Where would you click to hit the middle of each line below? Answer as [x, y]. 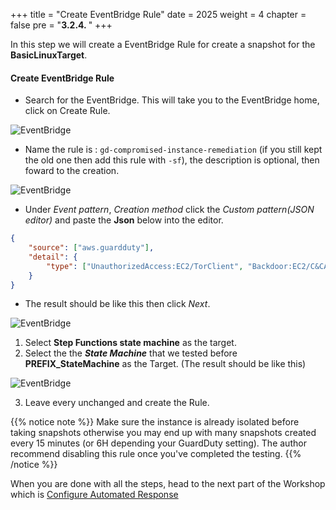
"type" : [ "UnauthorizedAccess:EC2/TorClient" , [145, 266]
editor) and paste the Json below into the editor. [124, 220]
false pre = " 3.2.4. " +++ [61, 25]
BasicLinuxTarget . [49, 55]
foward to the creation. [72, 171]
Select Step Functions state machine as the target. [130, 343]
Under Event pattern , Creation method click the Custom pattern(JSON [169, 210]
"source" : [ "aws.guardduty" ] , [91, 248]
